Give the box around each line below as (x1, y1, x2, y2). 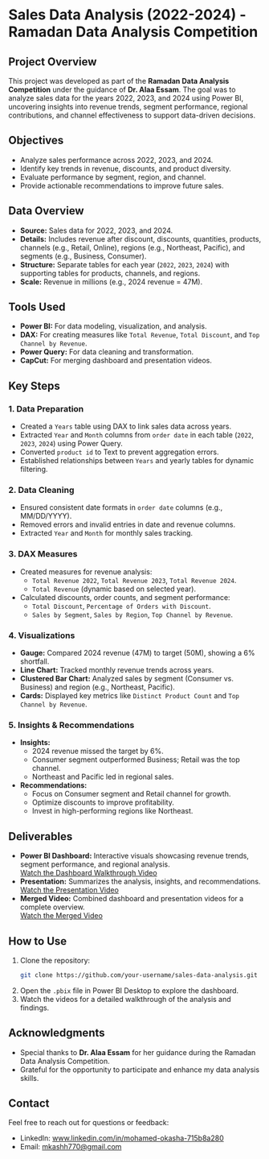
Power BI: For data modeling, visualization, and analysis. (19, 321, 207, 331)
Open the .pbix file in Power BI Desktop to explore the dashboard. (19, 985, 239, 995)
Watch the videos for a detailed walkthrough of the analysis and (19, 994, 231, 1004)
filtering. (19, 465, 48, 474)
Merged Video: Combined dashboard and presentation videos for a (19, 894, 244, 904)
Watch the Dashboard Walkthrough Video (19, 868, 158, 878)
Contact (8, 1097, 50, 1111)
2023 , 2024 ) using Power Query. (19, 439, 123, 449)
